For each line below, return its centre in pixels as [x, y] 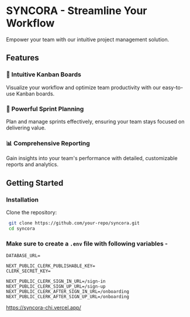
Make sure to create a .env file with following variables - [87, 243]
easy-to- [172, 87]
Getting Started [35, 183]
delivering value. [26, 128]
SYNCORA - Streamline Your [77, 11]
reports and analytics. [32, 165]
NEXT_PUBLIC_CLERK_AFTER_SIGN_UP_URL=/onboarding [68, 296]
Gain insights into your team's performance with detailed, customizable [92, 158]
